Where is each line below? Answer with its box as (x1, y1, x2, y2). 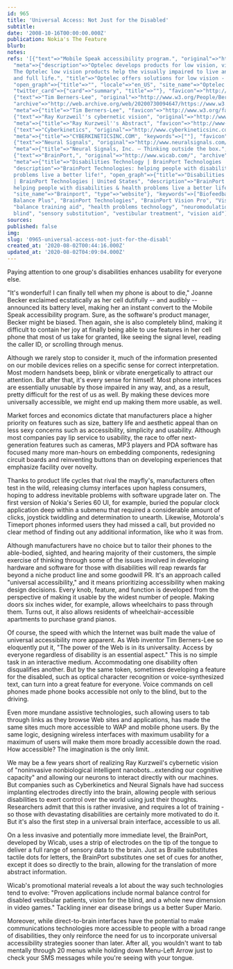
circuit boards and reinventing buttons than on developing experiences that (7, 456, 223, 463)
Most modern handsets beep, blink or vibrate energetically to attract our (7, 368, 214, 377)
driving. (7, 695, 29, 703)
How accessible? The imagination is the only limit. (7, 745, 150, 753)
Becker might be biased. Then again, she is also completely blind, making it (7, 318, 223, 326)
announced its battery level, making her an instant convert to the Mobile (7, 303, 213, 311)
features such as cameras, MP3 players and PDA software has (39, 441, 218, 449)
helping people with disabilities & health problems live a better (13, 185, 213, 191)
